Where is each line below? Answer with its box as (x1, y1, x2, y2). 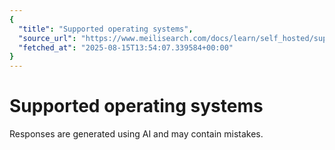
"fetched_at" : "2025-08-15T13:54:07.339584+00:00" (18, 42, 234, 53)
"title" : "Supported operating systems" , (18, 24, 194, 34)
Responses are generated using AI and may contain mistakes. (9, 128, 264, 140)
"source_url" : (18, 33, 77, 43)
